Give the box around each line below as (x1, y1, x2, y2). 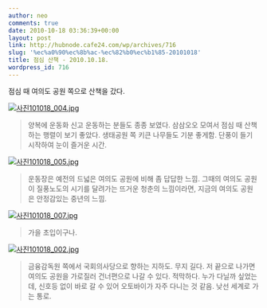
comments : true (8, 19, 59, 27)
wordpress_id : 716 (8, 64, 69, 72)
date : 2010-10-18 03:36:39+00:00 (8, 26, 120, 34)
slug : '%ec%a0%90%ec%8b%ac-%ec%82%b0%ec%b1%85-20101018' (8, 49, 202, 57)
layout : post (8, 33, 52, 42)
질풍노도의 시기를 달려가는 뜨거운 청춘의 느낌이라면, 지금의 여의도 (36, 184, 239, 193)
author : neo (8, 11, 48, 20)
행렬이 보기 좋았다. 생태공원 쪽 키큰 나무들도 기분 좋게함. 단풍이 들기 (42, 130, 253, 139)
